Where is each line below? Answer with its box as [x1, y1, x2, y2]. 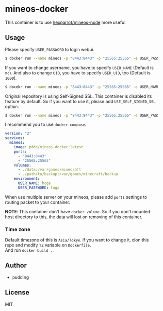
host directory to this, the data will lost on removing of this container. [5, 214, 143, 220]
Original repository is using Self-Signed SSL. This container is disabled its [5, 93, 152, 99]
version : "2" [5, 131, 32, 136]
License [5, 288, 30, 297]
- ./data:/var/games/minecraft [17, 167, 81, 172]
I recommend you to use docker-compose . [5, 121, 86, 127]
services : [5, 136, 25, 140]
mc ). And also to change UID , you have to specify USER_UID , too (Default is [5, 69, 151, 76]
